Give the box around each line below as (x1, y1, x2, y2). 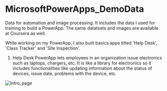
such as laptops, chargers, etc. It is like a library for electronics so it (12, 60, 152, 66)
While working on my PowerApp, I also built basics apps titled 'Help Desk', (5, 40, 158, 45)
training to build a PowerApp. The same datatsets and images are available (5, 25, 159, 31)
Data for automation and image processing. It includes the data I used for (5, 20, 156, 26)
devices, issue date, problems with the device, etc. (12, 70, 117, 76)
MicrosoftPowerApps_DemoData (5, 3, 145, 15)
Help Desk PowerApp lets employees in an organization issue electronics (12, 54, 163, 60)
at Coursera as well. (5, 30, 46, 36)
